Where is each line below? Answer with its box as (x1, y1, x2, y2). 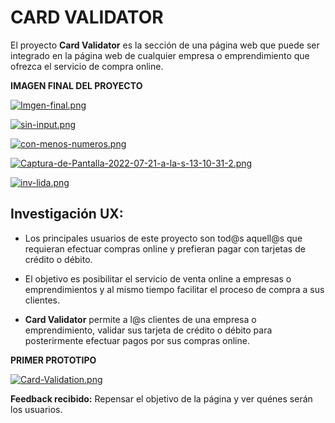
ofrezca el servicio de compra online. (10, 60, 164, 72)
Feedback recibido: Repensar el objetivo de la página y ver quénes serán (10, 392, 313, 405)
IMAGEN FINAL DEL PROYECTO (10, 79, 143, 91)
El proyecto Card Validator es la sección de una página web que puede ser (10, 39, 320, 51)
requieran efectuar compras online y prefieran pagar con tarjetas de (24, 242, 306, 255)
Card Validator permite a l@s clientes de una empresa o (24, 313, 257, 325)
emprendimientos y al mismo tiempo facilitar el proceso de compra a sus (24, 283, 325, 295)
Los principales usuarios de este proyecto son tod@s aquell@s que (24, 232, 303, 244)
